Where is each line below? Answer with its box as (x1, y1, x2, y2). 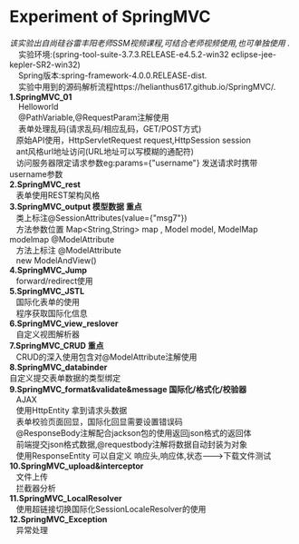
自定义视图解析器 (15, 329, 80, 340)
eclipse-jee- (230, 48, 276, 60)
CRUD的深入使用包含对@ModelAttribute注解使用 (15, 351, 198, 362)
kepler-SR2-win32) (9, 59, 82, 70)
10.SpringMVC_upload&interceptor (9, 460, 144, 471)
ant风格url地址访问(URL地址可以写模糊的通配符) (15, 145, 195, 156)
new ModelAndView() (15, 254, 97, 265)
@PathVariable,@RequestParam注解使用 (17, 112, 169, 123)
